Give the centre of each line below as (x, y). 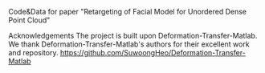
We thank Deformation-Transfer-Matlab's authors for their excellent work (129, 44)
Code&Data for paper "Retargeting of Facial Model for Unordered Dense (128, 12)
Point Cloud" (29, 20)
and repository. (33, 53)
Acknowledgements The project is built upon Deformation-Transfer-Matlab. (133, 36)
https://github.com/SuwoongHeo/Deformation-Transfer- (153, 53)
